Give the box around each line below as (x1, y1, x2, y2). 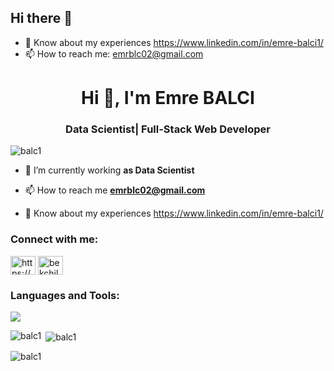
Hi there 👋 (10, 10, 73, 27)
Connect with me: (10, 232, 99, 246)
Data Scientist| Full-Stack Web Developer (65, 122, 271, 136)
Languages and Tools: (10, 288, 120, 302)
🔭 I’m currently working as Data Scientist (24, 164, 195, 176)
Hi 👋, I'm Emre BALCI (81, 87, 255, 109)
